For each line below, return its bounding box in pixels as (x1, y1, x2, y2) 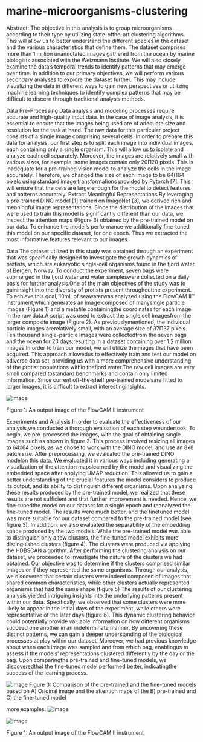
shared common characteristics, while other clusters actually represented (6, 579, 190, 586)
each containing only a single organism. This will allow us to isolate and (6, 145, 184, 153)
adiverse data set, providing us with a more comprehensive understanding (6, 356, 192, 364)
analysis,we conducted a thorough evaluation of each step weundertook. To (6, 424, 196, 432)
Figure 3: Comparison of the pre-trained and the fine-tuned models (29, 681, 196, 688)
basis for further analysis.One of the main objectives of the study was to (6, 279, 186, 287)
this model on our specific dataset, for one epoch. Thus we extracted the (6, 229, 188, 236)
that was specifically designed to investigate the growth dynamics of (6, 253, 178, 261)
